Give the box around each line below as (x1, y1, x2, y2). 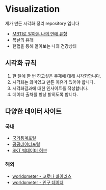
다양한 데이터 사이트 (5, 107, 62, 116)
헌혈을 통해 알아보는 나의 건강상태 (12, 43, 77, 49)
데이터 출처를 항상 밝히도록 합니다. (12, 91, 78, 97)
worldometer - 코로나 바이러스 (12, 173, 72, 179)
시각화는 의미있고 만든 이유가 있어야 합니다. (12, 79, 95, 85)
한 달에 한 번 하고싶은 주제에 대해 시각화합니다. (12, 73, 102, 79)
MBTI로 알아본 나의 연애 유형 (12, 31, 68, 36)
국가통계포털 (12, 135, 37, 141)
